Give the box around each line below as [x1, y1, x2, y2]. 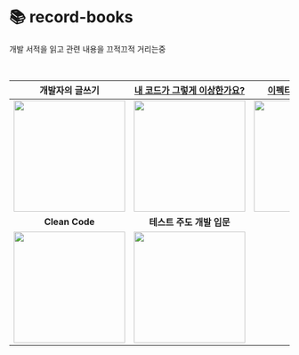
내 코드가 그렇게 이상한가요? [133, 84, 246, 96]
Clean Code [44, 215, 95, 228]
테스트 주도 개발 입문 [149, 215, 230, 228]
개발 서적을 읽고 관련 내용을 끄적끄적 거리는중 [9, 44, 166, 54]
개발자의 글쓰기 [39, 84, 100, 96]
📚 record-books [9, 7, 133, 28]
